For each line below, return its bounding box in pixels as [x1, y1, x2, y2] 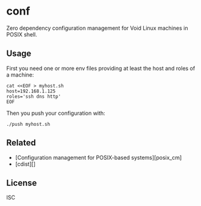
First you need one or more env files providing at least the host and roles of [6, 64, 196, 72]
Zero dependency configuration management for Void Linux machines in [6, 24, 188, 32]
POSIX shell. [6, 30, 38, 38]
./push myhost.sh [6, 121, 51, 127]
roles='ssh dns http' [6, 93, 62, 100]
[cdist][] [15, 160, 35, 168]
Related [6, 138, 37, 148]
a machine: [6, 71, 35, 78]
